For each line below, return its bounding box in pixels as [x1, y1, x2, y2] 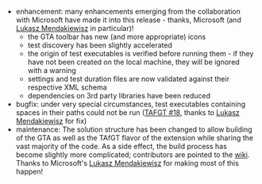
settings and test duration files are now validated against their [27, 75, 230, 83]
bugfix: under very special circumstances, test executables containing [15, 99, 246, 109]
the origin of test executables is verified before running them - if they [27, 49, 254, 58]
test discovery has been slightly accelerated [27, 40, 172, 50]
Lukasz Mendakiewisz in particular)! [15, 24, 134, 33]
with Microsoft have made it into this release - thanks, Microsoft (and [15, 15, 242, 25]
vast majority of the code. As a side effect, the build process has [15, 142, 228, 151]
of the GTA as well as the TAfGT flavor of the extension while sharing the [15, 133, 254, 142]
